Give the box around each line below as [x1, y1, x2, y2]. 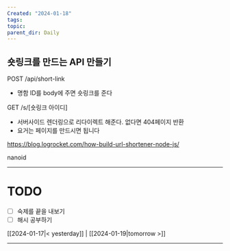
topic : [7, 23, 26, 29]
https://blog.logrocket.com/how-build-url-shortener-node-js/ [7, 140, 180, 148]
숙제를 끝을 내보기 [16, 207, 65, 215]
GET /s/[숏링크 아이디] [7, 103, 68, 111]
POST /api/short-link [7, 75, 65, 83]
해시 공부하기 [16, 216, 53, 224]
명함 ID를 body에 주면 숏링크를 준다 [16, 89, 113, 97]
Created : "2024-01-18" [7, 10, 72, 17]
